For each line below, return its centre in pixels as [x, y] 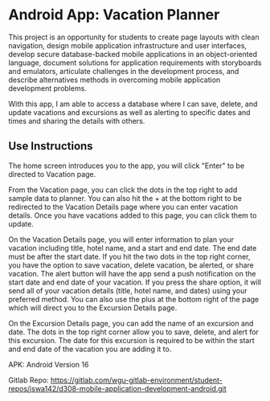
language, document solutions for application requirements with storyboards [135, 63]
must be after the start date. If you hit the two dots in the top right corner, [129, 256]
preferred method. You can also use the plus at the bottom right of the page [134, 299]
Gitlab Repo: [29, 380]
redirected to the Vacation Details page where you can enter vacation [123, 207]
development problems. [47, 88]
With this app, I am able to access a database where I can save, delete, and [133, 104]
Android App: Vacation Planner [114, 15]
